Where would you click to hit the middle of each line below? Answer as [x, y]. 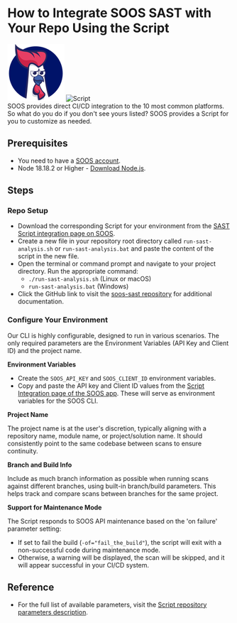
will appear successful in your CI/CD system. [83, 565]
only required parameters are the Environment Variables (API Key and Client [118, 343]
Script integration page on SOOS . [66, 234]
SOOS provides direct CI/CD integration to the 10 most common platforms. [116, 106]
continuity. [23, 451]
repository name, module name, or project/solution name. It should [105, 435]
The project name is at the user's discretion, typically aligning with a [107, 428]
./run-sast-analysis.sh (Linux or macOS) [90, 279]
